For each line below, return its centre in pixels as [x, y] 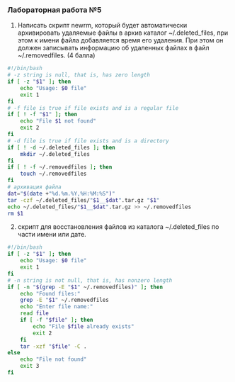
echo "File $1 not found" [58, 121]
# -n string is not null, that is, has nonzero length [90, 280]
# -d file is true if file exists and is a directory [88, 141]
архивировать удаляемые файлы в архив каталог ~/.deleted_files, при [123, 33]
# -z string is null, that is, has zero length [79, 75]
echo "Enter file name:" [57, 307]
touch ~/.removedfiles [53, 174]
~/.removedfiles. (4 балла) [56, 55]
